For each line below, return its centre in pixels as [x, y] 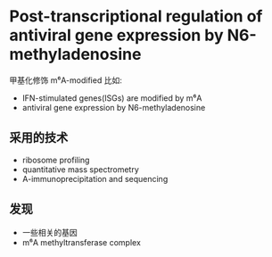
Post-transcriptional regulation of [136, 17]
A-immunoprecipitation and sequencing [95, 178]
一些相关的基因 [49, 232]
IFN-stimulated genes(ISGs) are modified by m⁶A [112, 98]
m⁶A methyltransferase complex [81, 242]
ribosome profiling [56, 160]
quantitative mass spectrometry [81, 169]
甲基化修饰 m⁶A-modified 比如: [66, 80]
